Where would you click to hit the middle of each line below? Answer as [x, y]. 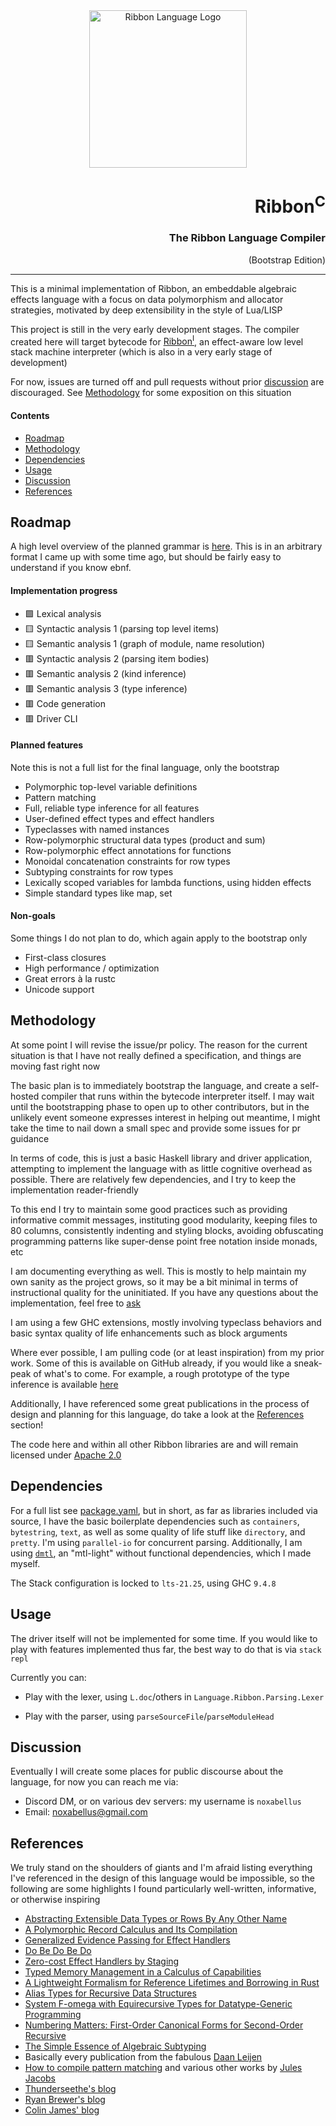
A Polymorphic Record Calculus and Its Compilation [131, 1930]
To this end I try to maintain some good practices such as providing [149, 1209]
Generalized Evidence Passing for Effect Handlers [127, 1940]
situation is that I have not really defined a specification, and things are [156, 1055]
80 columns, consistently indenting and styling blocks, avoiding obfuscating [167, 1230]
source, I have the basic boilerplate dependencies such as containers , [155, 1521]
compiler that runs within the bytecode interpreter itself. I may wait [178, 1096]
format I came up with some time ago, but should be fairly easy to [146, 557]
